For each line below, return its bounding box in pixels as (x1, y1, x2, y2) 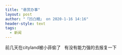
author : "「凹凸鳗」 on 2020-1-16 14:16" (5, 16, 89, 21)
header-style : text (5, 21, 46, 26)
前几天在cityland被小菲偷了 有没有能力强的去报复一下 (5, 45, 117, 50)
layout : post (5, 12, 32, 17)
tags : (5, 26, 16, 31)
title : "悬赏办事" (5, 7, 41, 12)
